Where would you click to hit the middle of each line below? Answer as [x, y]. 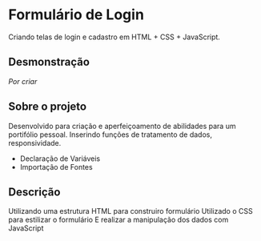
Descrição [34, 192]
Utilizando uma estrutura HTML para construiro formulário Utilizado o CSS [131, 211]
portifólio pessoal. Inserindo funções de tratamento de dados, [110, 135]
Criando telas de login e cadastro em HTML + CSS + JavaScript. [114, 37]
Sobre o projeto [47, 107]
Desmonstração [49, 62]
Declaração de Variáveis [60, 159]
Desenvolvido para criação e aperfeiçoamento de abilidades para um [122, 126]
